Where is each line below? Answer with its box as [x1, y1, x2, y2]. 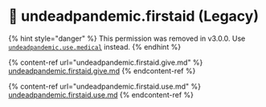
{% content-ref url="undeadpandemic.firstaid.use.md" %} [8, 81, 201, 91]
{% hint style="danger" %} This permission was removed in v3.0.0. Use [8, 34, 246, 43]
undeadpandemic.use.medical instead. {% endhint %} [8, 42, 182, 51]
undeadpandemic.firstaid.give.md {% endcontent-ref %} [8, 65, 196, 75]
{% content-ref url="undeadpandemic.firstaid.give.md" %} [8, 57, 203, 67]
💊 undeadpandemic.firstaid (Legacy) [8, 7, 260, 26]
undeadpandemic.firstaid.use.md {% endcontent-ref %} [8, 89, 194, 99]
